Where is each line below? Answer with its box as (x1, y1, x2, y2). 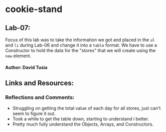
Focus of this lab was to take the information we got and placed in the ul (5, 37, 155, 43)
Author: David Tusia (5, 64, 48, 70)
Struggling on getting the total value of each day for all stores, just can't (12, 105, 161, 111)
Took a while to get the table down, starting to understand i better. (12, 116, 149, 122)
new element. (5, 53, 32, 59)
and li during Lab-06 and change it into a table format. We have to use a (5, 42, 157, 48)
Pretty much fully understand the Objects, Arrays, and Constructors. (12, 121, 154, 127)
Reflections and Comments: (5, 94, 75, 101)
